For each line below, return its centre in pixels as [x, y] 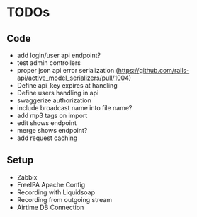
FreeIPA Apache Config [51, 184]
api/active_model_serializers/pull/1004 [73, 78]
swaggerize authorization [54, 100]
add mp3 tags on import [52, 115]
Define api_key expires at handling [67, 85]
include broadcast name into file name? [74, 108]
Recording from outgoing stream [64, 199]
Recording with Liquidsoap [56, 192]
